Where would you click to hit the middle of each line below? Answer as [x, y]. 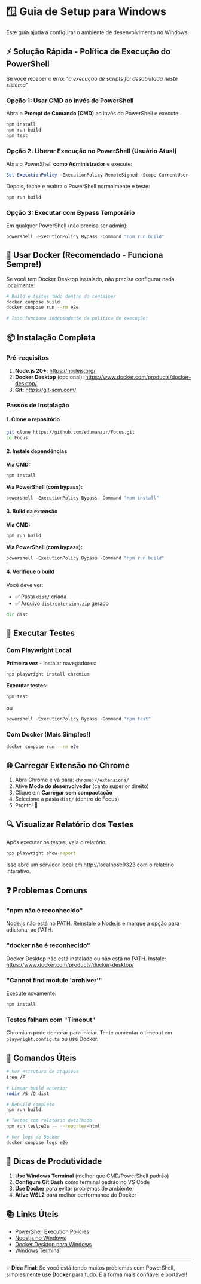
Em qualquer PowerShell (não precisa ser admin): [67, 226]
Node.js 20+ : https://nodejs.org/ [55, 370]
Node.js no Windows [40, 1238]
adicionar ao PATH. [30, 930]
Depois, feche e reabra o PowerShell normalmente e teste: [78, 186]
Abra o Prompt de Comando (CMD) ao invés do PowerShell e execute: [93, 114]
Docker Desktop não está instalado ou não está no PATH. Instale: [86, 959]
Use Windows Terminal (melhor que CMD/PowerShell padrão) [92, 1176]
